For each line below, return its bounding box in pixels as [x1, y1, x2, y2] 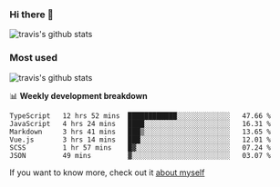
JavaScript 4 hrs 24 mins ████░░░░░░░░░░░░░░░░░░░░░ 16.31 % [9, 119, 272, 128]
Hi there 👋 [9, 8, 55, 21]
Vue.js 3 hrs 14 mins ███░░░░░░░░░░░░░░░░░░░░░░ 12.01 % [9, 135, 272, 144]
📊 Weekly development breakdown [9, 90, 148, 101]
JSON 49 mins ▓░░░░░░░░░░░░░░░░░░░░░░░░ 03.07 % [9, 151, 272, 160]
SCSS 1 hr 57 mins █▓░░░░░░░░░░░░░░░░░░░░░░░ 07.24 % [9, 143, 272, 153]
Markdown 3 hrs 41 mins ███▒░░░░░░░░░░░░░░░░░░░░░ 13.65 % [9, 127, 272, 136]
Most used [9, 52, 57, 64]
